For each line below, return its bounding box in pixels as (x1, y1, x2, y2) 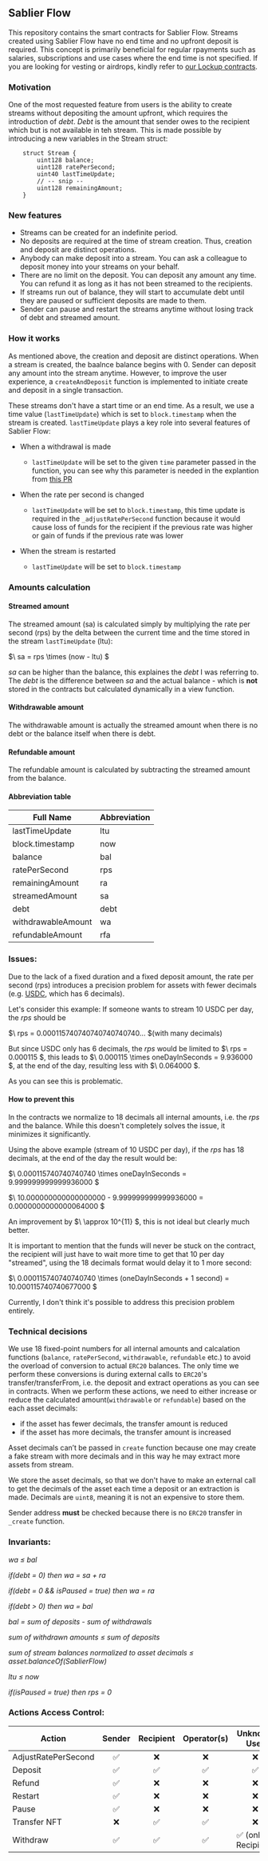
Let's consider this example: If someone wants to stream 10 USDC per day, (8, 1004, 254, 1014)
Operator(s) (183, 1732, 229, 1743)
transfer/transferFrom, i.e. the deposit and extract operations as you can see (8, 1378, 260, 1387)
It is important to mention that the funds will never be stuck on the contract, (8, 1240, 257, 1251)
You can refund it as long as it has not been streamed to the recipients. (19, 279, 253, 289)
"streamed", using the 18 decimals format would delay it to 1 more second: (8, 1258, 252, 1267)
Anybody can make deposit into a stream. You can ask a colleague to (19, 254, 247, 263)
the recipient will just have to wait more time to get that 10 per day (8, 1249, 225, 1259)
